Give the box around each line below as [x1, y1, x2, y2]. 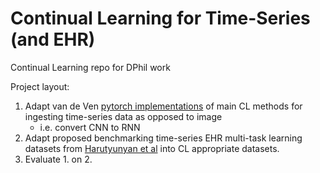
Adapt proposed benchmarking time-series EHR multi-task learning [24, 132, 303, 144]
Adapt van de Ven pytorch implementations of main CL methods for [24, 100, 303, 112]
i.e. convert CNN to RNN [39, 121, 141, 133]
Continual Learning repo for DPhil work [10, 61, 171, 73]
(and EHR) [10, 28, 96, 51]
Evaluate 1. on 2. [24, 153, 93, 165]
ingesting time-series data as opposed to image [24, 110, 223, 122]
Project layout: [10, 80, 70, 92]
